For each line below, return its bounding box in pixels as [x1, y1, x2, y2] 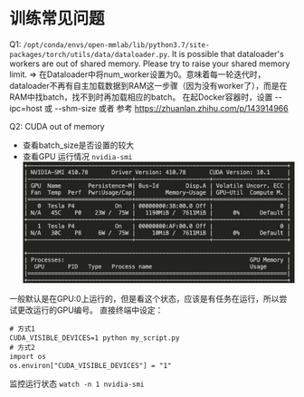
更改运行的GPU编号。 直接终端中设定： [16, 305, 164, 315]
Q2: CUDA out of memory [9, 121, 106, 131]
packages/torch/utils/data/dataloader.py [9, 50, 168, 59]
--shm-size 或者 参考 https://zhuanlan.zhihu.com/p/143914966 [53, 102, 289, 113]
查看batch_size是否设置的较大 [22, 140, 134, 150]
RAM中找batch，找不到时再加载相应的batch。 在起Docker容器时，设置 [9, 92, 273, 102]
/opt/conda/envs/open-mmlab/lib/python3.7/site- [23, 40, 210, 50]
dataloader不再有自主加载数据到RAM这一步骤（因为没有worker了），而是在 [9, 80, 288, 91]
